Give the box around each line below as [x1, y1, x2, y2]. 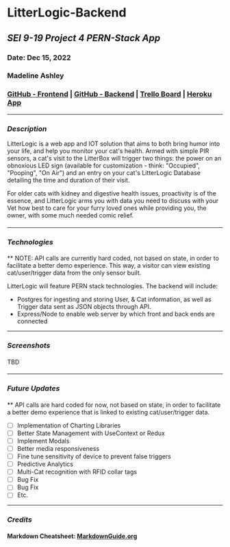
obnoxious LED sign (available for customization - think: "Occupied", [7, 161, 201, 170]
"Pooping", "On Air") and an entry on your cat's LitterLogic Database [7, 169, 201, 177]
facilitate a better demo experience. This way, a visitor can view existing [7, 261, 211, 270]
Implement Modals [16, 437, 70, 445]
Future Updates [7, 384, 60, 393]
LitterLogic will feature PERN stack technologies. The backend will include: [7, 282, 218, 290]
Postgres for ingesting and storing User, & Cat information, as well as [16, 295, 212, 303]
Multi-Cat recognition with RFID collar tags [16, 468, 138, 476]
